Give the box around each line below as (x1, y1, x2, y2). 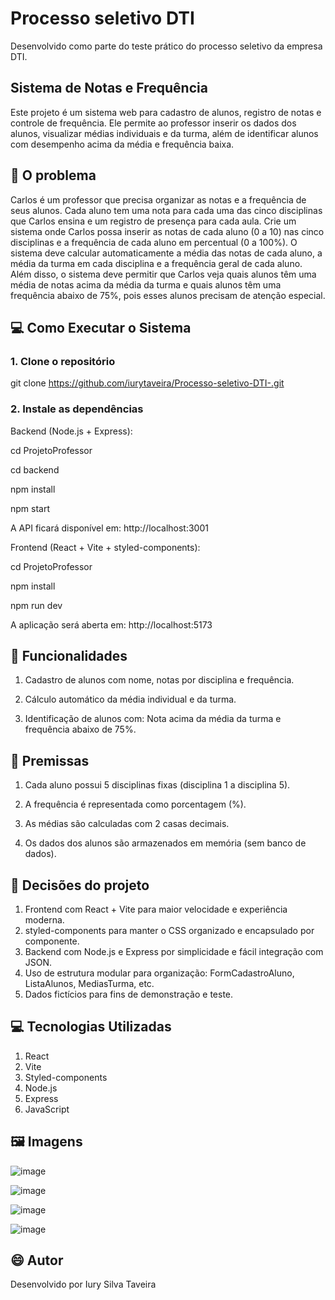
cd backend (10, 463, 60, 476)
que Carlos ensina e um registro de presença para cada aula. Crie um (10, 215, 297, 227)
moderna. (24, 913, 65, 926)
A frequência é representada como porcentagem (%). (24, 798, 247, 811)
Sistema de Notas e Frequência (10, 80, 208, 97)
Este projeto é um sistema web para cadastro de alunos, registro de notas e (10, 106, 322, 118)
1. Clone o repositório (10, 354, 116, 368)
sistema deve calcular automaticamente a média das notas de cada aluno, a (10, 247, 323, 259)
